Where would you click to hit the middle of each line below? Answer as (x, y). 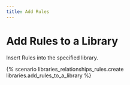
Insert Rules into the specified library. (52, 58)
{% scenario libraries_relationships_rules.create (65, 69)
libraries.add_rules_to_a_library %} (49, 75)
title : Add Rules (28, 12)
